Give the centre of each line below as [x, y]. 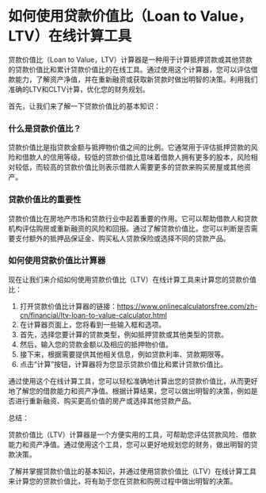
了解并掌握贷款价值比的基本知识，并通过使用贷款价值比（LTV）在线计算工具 [133, 471]
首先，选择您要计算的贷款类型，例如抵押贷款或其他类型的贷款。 [123, 334]
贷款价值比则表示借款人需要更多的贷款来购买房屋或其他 [153, 167]
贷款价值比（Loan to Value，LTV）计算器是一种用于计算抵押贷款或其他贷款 [131, 59]
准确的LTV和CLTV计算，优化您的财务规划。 [79, 89]
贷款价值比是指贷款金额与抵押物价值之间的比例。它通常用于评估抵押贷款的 [129, 147]
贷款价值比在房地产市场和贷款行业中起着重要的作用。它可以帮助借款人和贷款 [133, 218]
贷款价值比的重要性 [45, 200]
